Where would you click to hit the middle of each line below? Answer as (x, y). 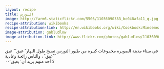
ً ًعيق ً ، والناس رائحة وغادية (30, 56)
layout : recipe (20, 10)
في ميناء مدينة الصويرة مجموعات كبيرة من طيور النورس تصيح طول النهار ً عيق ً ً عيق (82, 51)
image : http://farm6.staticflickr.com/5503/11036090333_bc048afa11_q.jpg (82, 19)
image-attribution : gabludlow (36, 32)
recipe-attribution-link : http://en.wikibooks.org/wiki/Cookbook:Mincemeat (84, 28)
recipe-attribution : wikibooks (37, 23)
